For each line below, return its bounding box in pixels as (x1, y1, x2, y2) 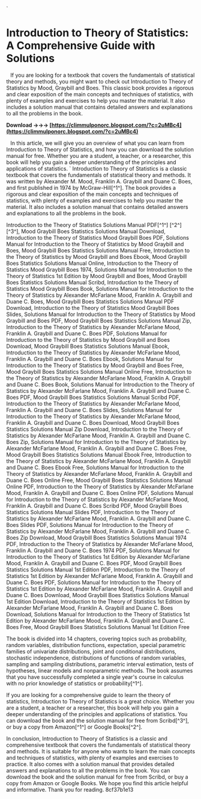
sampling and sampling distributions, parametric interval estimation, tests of (6, 660, 194, 667)
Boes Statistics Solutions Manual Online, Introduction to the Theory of (6, 260, 179, 267)
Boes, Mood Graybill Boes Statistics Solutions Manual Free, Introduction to (6, 246, 190, 254)
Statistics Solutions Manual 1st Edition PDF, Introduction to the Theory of (6, 566, 185, 573)
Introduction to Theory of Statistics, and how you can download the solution (6, 145, 194, 153)
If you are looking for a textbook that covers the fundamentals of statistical (10, 71, 195, 79)
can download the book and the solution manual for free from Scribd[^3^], (6, 717, 189, 724)
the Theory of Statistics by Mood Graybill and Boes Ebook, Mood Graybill (6, 253, 187, 260)
